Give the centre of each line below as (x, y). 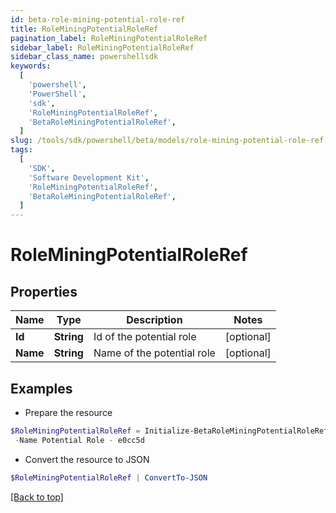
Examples (41, 388)
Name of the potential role (154, 353)
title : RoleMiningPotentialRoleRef (84, 29)
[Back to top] (37, 497)
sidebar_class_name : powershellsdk (84, 57)
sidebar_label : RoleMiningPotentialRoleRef (102, 47)
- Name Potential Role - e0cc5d (79, 440)
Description (154, 320)
